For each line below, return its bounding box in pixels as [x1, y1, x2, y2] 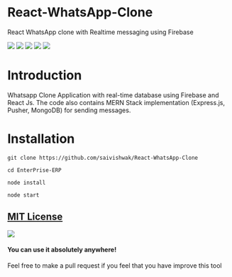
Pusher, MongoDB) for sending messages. [7, 106, 131, 114]
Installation [7, 131, 75, 147]
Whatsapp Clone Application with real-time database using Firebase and [7, 90, 219, 99]
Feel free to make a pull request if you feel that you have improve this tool [7, 261, 222, 270]
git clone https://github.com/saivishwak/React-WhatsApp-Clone [7, 154, 199, 161]
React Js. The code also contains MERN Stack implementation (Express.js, [7, 98, 226, 107]
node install [7, 179, 46, 186]
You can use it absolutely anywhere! [7, 246, 117, 254]
